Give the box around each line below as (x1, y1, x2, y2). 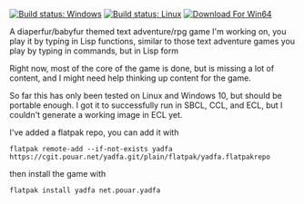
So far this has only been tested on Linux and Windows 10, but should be (9, 91, 282, 101)
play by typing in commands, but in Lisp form (9, 45, 179, 56)
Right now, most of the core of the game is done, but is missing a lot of (9, 63, 275, 73)
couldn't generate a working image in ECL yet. (9, 110, 183, 120)
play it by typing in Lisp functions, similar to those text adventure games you (9, 36, 296, 46)
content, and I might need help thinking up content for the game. (9, 73, 252, 83)
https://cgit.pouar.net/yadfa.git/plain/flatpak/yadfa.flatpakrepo (9, 152, 271, 161)
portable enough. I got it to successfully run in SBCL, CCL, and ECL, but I (9, 100, 283, 111)
